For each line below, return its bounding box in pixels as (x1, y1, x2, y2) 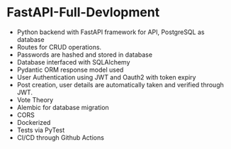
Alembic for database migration (16, 103, 109, 111)
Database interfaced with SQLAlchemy (16, 57, 130, 66)
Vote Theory (16, 95, 54, 104)
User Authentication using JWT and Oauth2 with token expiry (16, 72, 196, 82)
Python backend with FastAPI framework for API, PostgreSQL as (16, 28, 205, 36)
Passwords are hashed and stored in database (16, 50, 153, 59)
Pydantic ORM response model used (16, 65, 124, 74)
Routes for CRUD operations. (16, 43, 102, 51)
